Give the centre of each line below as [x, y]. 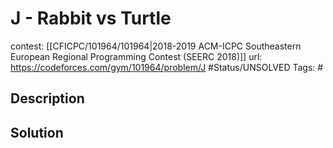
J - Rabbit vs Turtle [91, 18]
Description [47, 98]
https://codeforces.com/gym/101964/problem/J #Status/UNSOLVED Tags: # [167, 67]
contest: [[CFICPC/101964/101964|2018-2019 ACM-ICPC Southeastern [156, 46]
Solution [37, 132]
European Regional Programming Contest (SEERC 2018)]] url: [136, 56]
